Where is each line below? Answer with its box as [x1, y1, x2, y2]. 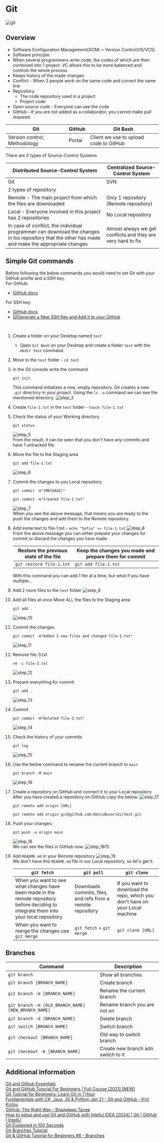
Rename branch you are [99, 1001, 155, 1008]
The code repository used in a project [19, 93, 96, 99]
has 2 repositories [8, 214, 50, 221]
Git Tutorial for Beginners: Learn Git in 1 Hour [5, 1091, 95, 1097]
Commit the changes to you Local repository [12, 479, 102, 485]
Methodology [8, 140, 38, 147]
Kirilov [5, 1102, 18, 1107]
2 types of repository [8, 186, 56, 193]
